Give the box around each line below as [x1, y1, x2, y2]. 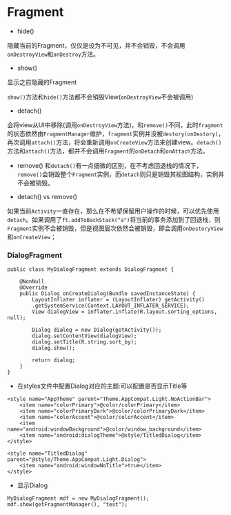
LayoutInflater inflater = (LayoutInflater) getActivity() [32, 297, 205, 303]
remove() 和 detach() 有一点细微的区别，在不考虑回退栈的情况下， [17, 161, 203, 169]
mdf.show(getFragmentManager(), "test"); [7, 501, 128, 508]
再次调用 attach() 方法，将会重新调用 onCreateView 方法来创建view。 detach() [7, 138, 222, 146]
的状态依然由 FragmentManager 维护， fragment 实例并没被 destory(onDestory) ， [7, 129, 225, 138]
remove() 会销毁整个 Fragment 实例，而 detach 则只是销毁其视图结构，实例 [17, 170, 219, 178]
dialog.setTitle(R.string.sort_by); [32, 339, 137, 346]
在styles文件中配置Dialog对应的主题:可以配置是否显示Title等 [17, 382, 188, 391]
